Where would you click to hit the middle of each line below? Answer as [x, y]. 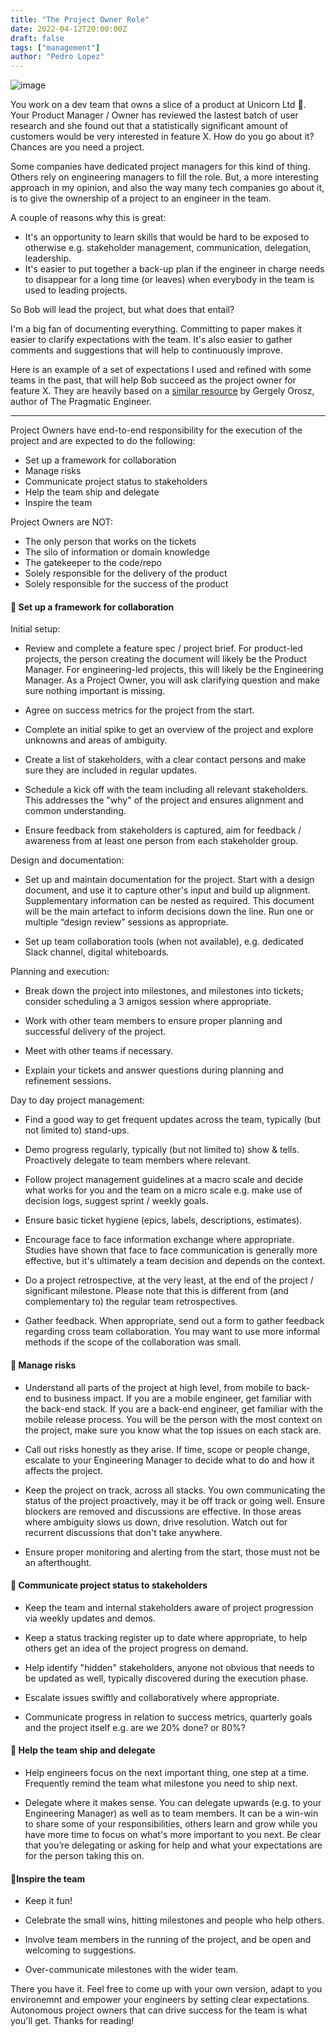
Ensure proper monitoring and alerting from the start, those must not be [172, 1552]
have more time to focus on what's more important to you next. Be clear [173, 1834]
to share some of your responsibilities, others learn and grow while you [171, 1823]
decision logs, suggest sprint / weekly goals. [116, 1201]
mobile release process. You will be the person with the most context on [173, 1419]
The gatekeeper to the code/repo [93, 563]
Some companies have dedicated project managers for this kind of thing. [160, 167]
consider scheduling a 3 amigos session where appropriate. [148, 1002]
